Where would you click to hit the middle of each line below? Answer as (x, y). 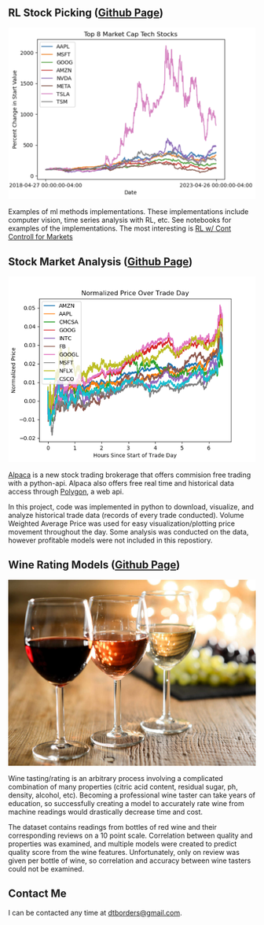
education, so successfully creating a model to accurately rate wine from (126, 803)
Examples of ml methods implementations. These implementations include (128, 212)
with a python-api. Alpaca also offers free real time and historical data (121, 483)
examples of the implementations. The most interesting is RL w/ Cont (120, 228)
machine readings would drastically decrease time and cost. (105, 812)
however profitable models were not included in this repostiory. (110, 540)
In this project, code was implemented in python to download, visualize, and (131, 507)
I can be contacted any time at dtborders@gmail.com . (95, 912)
